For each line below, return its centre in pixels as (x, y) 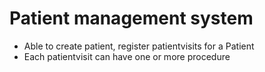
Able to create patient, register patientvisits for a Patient (139, 46)
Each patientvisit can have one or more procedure (127, 56)
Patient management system (131, 18)
